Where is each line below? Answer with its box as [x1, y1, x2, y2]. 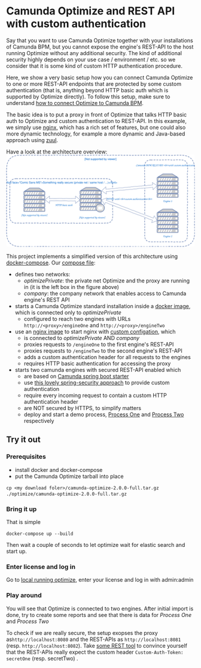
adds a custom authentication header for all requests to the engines [23, 354, 191, 361]
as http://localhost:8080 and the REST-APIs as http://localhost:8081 [6, 636, 181, 643]
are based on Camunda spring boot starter [23, 373, 129, 380]
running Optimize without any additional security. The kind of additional [6, 49, 182, 56]
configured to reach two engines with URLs [23, 315, 131, 323]
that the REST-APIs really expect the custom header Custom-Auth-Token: [6, 648, 184, 655]
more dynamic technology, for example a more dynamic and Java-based [6, 130, 185, 137]
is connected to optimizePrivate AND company [23, 335, 139, 342]
